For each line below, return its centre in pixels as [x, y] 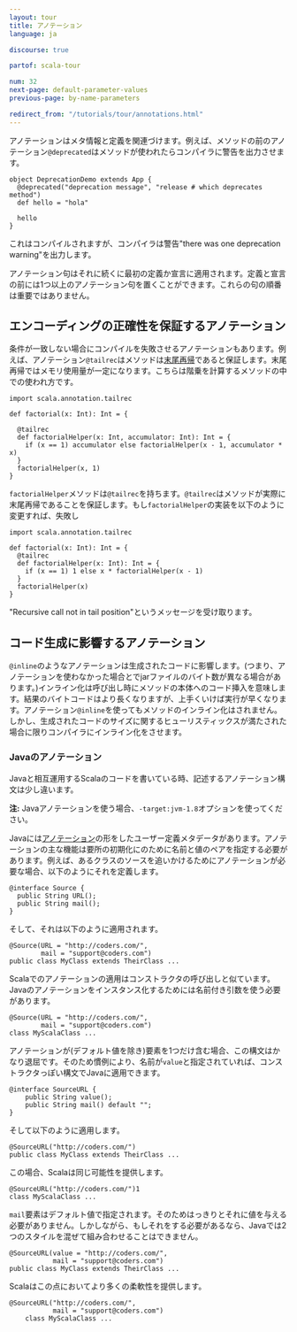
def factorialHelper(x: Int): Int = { [89, 564]
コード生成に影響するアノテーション [107, 643]
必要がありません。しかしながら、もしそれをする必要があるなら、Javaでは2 [148, 1225]
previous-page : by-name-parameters [75, 98]
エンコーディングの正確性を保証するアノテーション [148, 326]
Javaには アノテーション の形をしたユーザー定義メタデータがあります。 [137, 838]
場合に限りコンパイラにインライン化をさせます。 [98, 732]
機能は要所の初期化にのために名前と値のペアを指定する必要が [175, 849]
